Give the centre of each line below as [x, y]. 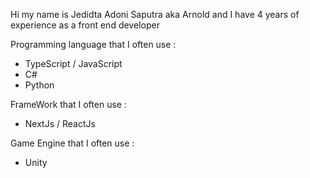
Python [39, 85]
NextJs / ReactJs [60, 123]
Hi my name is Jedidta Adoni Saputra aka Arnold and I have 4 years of [155, 14]
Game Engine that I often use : [72, 143]
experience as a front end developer [85, 25]
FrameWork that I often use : [68, 104]
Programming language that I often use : [93, 44]
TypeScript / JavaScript [73, 63]
